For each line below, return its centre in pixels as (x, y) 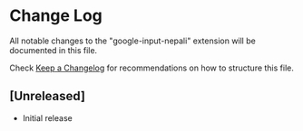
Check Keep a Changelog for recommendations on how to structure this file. (152, 68)
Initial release (47, 117)
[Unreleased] (48, 96)
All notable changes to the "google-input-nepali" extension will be (132, 41)
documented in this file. (54, 50)
